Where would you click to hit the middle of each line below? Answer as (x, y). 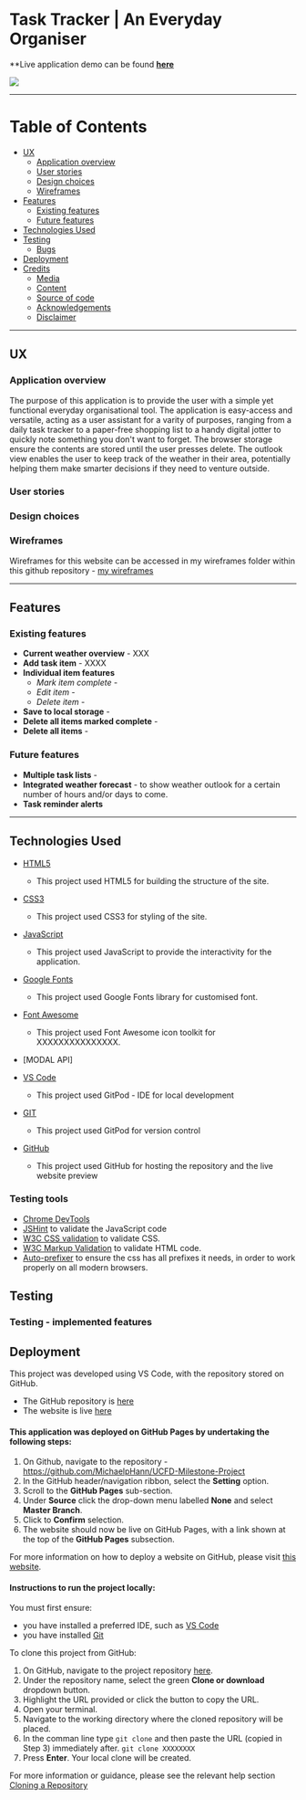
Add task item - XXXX (64, 663)
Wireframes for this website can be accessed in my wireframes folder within (153, 561)
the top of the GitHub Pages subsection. (98, 1540)
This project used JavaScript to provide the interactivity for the (154, 952)
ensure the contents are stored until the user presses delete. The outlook (146, 448)
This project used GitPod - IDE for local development (135, 1095)
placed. (37, 1729)
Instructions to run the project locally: (82, 1587)
